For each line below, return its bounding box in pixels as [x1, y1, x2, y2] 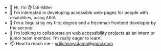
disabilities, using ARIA [9, 15, 56, 20]
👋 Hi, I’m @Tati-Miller [9, 5, 53, 10]
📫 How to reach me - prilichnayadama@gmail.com [9, 41, 113, 46]
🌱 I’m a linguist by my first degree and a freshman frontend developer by [9, 20, 156, 25]
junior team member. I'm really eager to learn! [9, 35, 102, 41]
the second [9, 25, 33, 31]
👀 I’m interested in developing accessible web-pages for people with [9, 10, 148, 15]
